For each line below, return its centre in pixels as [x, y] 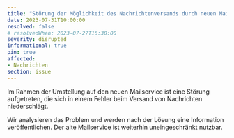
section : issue [29, 71]
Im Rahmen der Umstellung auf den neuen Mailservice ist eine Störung [109, 92]
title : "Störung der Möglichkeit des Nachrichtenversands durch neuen [112, 14]
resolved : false [31, 26]
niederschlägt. [28, 106]
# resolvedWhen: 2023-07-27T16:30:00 [62, 33]
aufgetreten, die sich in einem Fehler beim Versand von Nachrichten [105, 98]
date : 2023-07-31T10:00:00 [46, 20]
